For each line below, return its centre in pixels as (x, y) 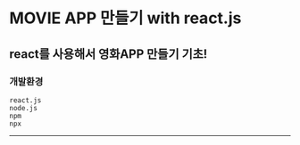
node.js (24, 108)
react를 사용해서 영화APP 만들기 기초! (108, 54)
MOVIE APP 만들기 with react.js (125, 18)
